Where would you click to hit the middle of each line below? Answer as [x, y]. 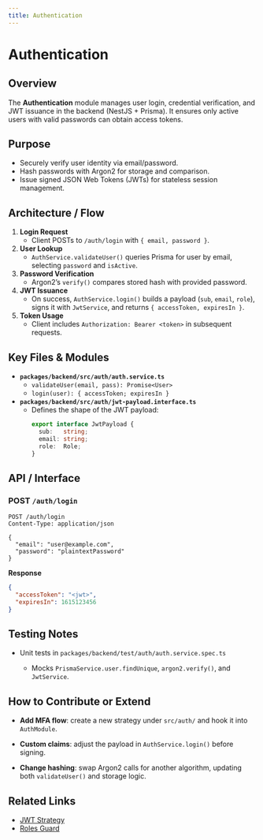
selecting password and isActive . [84, 266]
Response [25, 573]
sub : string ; [63, 431]
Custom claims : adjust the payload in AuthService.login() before [126, 744]
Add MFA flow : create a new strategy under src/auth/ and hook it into [133, 721]
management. [42, 188]
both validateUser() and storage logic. [83, 776]
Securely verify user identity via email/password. [99, 163]
